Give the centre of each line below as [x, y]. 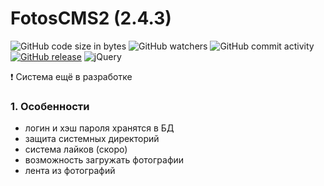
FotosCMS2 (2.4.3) [91, 18]
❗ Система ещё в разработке [71, 76]
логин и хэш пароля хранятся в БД [99, 128]
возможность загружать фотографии [104, 160]
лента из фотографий [70, 171]
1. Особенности [50, 106]
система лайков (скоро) [76, 149]
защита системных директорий [92, 139]
